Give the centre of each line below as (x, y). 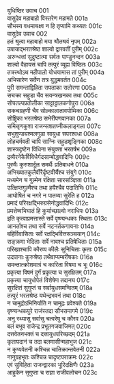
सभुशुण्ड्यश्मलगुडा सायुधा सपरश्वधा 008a (53, 134)
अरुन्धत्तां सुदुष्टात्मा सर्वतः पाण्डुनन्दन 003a (54, 57)
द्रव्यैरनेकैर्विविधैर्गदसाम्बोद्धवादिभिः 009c (48, 157)
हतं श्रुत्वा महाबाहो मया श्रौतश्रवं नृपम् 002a (52, 41)
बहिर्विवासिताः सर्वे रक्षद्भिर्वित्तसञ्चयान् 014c (54, 234)
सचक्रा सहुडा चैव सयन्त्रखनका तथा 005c (53, 95)
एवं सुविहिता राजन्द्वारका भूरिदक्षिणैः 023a (51, 365)
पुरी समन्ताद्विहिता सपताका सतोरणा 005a (52, 88)
